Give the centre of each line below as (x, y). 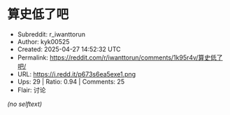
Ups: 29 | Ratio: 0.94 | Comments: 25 (71, 81)
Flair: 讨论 (31, 90)
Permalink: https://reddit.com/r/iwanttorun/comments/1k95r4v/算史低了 (120, 57)
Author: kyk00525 (43, 41)
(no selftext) (25, 104)
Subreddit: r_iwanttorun (51, 34)
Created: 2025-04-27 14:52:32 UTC (69, 49)
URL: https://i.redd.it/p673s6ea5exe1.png (77, 74)
